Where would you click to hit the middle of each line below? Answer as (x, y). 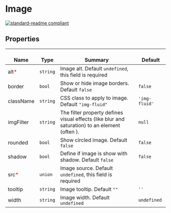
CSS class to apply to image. (94, 98)
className (21, 101)
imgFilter (18, 122)
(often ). (70, 132)
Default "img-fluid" (84, 104)
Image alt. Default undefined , (94, 68)
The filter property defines (92, 112)
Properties (22, 39)
